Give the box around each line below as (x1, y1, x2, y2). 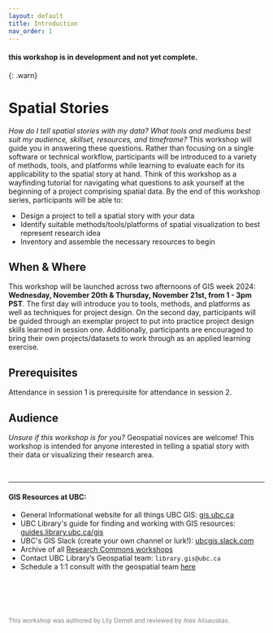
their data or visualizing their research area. (8, 449, 154, 460)
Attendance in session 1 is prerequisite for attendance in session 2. (8, 387, 232, 397)
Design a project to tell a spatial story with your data (19, 211, 195, 220)
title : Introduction (8, 20, 79, 28)
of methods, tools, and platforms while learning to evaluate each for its (8, 160, 245, 170)
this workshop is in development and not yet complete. (8, 52, 198, 62)
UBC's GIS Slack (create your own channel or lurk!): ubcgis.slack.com (19, 536, 254, 546)
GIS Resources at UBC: (8, 491, 87, 501)
